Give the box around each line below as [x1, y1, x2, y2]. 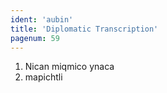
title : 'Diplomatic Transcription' [10, 24, 159, 34]
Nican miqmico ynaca [24, 61, 115, 73]
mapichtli [24, 71, 63, 83]
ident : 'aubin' [10, 14, 74, 25]
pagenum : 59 [10, 33, 60, 43]
